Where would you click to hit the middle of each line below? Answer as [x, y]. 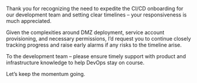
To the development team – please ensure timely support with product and [96, 56]
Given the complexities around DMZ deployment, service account [85, 32]
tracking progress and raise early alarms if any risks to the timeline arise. [94, 45]
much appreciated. [29, 21]
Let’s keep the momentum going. [46, 74]
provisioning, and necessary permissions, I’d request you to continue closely [98, 39]
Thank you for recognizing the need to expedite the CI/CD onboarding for [95, 9]
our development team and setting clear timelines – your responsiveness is [96, 15]
